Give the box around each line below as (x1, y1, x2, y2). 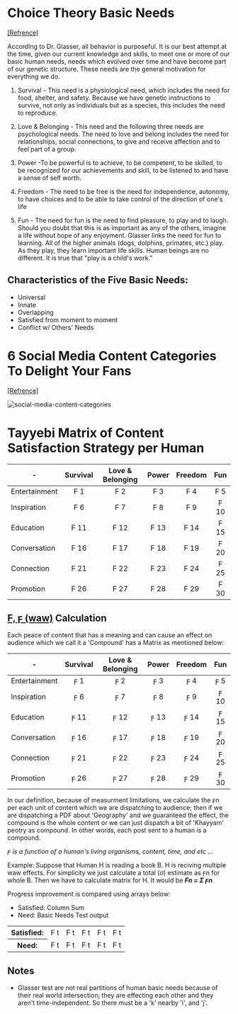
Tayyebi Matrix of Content (7, 425, 164, 440)
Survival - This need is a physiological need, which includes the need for (17, 86, 230, 94)
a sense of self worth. (17, 173, 81, 182)
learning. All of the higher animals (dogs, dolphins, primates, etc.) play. (17, 239, 225, 247)
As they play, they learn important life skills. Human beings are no (17, 246, 209, 254)
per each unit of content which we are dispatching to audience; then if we (7, 804, 223, 812)
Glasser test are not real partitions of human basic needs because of (17, 984, 218, 992)
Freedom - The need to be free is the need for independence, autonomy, (17, 187, 230, 195)
